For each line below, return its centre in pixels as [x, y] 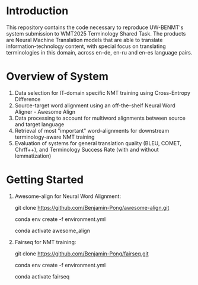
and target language [39, 124]
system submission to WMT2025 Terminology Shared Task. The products [96, 33]
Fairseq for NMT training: [45, 242]
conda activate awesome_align [52, 230]
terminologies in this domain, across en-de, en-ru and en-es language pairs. [99, 52]
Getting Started [45, 180]
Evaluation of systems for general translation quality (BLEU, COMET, [98, 143]
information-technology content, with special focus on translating [86, 46]
